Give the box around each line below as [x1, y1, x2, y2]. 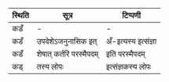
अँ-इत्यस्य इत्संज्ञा [105, 36, 157, 46]
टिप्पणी [121, 10, 141, 20]
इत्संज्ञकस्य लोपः [105, 62, 152, 72]
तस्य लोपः [36, 62, 64, 72]
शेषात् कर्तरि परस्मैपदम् [36, 48, 99, 59]
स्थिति [12, 10, 29, 20]
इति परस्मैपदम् [105, 48, 145, 59]
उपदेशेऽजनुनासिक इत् [36, 36, 97, 46]
